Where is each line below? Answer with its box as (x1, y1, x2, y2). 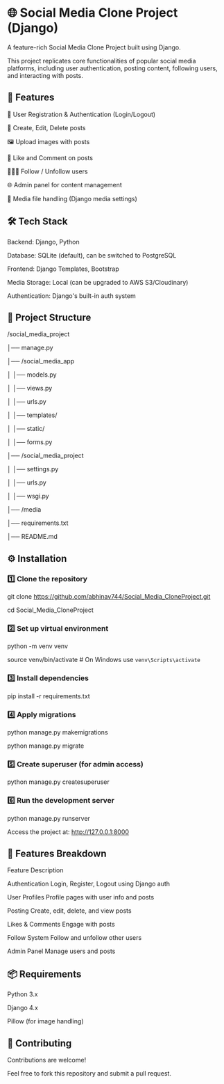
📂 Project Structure (7, 311, 92, 323)
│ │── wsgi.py (7, 492, 50, 501)
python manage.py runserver (7, 814, 90, 822)
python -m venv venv (7, 642, 68, 650)
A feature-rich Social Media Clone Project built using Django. (7, 43, 182, 52)
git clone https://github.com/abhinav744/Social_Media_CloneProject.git (7, 592, 211, 601)
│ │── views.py (7, 384, 53, 393)
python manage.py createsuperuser (7, 778, 110, 786)
